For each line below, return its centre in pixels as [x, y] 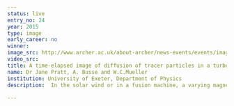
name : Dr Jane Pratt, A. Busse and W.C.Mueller [78, 72]
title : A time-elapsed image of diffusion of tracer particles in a [109, 66]
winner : [18, 46]
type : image [24, 33]
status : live [26, 14]
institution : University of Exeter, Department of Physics [95, 78]
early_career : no [32, 40]
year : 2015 [23, 26]
